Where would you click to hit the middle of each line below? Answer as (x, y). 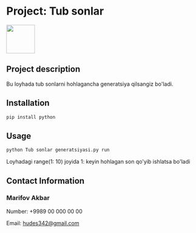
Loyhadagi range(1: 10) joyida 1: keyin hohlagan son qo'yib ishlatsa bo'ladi (98, 162)
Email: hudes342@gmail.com (43, 223)
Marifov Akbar (28, 198)
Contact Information (46, 181)
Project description (43, 69)
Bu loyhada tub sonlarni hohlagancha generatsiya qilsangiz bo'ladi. (90, 84)
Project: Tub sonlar (55, 11)
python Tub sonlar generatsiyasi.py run (58, 150)
